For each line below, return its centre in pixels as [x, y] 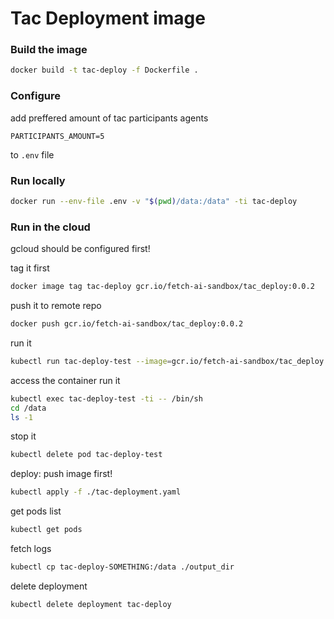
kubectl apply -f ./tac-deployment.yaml [96, 492]
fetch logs [31, 548]
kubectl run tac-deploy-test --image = [91, 361]
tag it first [30, 268]
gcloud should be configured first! [80, 249]
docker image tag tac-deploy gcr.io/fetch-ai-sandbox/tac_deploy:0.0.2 [162, 287]
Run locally [38, 180]
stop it [23, 436]
